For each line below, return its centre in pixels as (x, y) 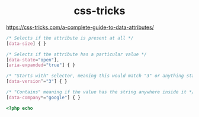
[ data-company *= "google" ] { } (44, 97)
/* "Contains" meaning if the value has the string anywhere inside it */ (100, 92)
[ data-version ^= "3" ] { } (37, 82)
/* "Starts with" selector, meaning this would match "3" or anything (95, 76)
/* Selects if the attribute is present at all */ (70, 38)
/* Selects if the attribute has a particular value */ (76, 54)
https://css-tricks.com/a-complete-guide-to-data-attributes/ (80, 27)
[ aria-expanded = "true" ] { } (41, 65)
